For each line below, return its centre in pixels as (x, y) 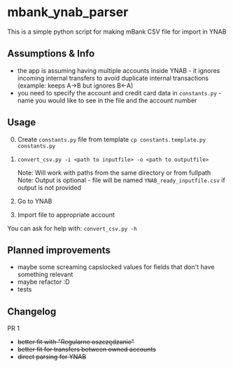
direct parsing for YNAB (52, 357)
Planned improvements (59, 250)
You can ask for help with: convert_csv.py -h (72, 228)
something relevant (45, 275)
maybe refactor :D (43, 282)
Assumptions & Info (51, 54)
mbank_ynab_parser (68, 12)
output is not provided (49, 187)
